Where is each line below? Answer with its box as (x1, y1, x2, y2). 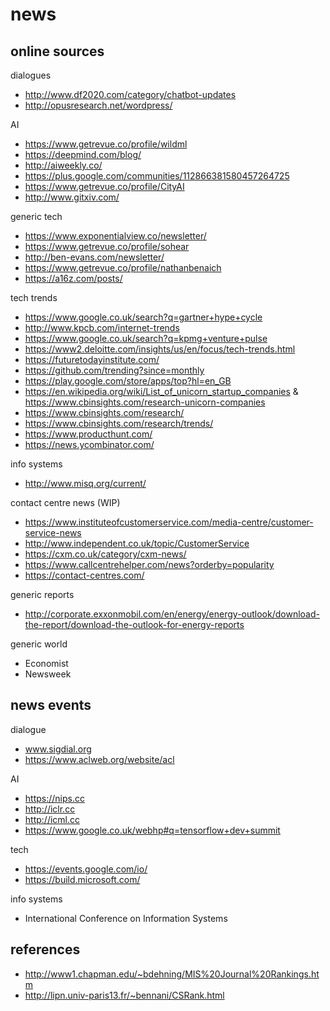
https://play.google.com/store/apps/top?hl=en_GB (24, 375, 232, 387)
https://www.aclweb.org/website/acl (24, 753, 175, 765)
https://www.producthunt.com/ (24, 428, 153, 440)
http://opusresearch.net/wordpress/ (24, 99, 173, 111)
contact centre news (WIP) (10, 497, 121, 508)
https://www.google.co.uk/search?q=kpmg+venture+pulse (24, 333, 268, 344)
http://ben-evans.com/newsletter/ (24, 251, 165, 263)
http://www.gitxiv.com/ (24, 191, 120, 203)
